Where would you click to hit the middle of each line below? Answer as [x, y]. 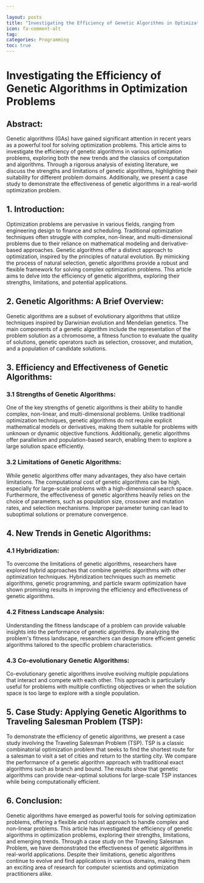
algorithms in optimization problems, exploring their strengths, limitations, [98, 835]
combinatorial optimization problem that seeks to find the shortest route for [100, 749]
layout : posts [24, 17]
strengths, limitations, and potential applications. [67, 282]
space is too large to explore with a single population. [73, 693]
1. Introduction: [36, 210]
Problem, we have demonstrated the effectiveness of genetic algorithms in [100, 848]
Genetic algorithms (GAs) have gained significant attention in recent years [99, 138]
